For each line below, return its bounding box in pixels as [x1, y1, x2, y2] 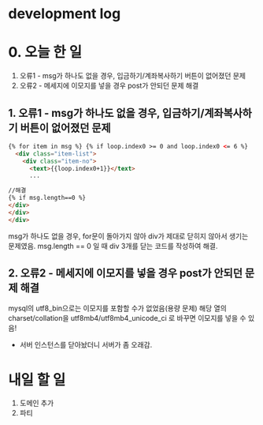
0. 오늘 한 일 [8, 43, 83, 62]
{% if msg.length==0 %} [8, 194, 87, 202]
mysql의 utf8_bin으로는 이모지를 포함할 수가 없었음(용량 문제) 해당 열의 [8, 303, 227, 313]
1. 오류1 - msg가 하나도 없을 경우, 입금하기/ [8, 106, 205, 119]
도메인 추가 [19, 398, 54, 408]
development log [8, 5, 121, 23]
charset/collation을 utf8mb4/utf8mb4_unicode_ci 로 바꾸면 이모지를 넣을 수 [8, 314, 246, 323]
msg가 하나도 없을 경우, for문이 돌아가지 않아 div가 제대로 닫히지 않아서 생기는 [8, 231, 249, 241]
